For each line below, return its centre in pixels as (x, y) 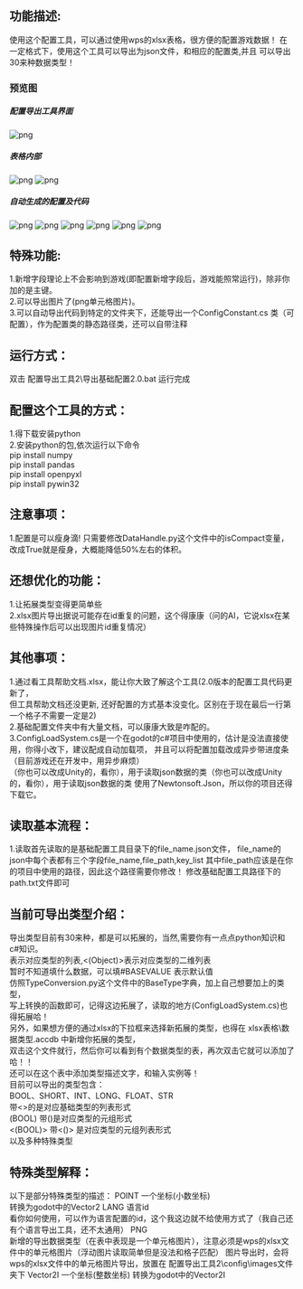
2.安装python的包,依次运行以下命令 (75, 445)
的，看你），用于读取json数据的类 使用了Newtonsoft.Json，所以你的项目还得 (151, 783)
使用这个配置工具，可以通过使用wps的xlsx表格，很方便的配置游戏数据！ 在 (148, 40)
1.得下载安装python (45, 434)
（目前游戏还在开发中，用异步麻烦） (77, 760)
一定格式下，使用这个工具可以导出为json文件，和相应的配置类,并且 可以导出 (150, 51)
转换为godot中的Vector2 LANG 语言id (79, 1207)
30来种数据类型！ (42, 62)
